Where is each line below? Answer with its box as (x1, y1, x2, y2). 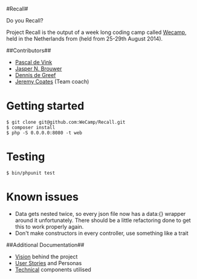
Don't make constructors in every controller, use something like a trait (15, 229, 189, 237)
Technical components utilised (15, 266, 92, 273)
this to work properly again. (15, 223, 84, 230)
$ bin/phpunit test (6, 170, 56, 176)
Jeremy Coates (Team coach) (15, 78, 89, 85)
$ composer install (6, 124, 56, 130)
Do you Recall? (6, 17, 44, 24)
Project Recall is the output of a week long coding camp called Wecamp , (6, 29, 187, 36)
